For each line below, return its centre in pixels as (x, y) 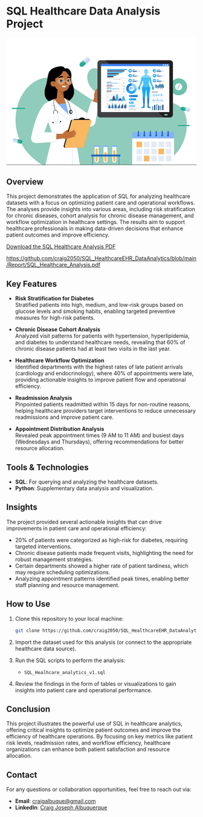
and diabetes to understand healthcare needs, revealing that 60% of (100, 343)
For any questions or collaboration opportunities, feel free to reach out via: (99, 789)
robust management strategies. (54, 559)
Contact (22, 775)
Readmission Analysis (43, 398)
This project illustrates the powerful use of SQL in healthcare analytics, (95, 724)
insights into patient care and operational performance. (84, 690)
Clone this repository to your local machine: (69, 618)
